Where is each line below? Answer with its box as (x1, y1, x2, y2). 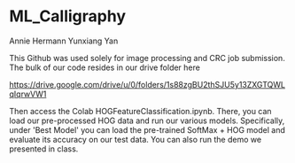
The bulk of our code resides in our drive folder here (9, 62, 201, 73)
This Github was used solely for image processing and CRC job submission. (9, 52, 285, 63)
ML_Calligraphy (9, 6, 127, 27)
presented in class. (9, 144, 79, 154)
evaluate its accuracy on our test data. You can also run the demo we (9, 134, 262, 144)
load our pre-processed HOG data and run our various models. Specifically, (9, 115, 285, 126)
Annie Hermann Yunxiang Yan (9, 35, 119, 46)
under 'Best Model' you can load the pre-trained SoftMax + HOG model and (9, 124, 286, 135)
